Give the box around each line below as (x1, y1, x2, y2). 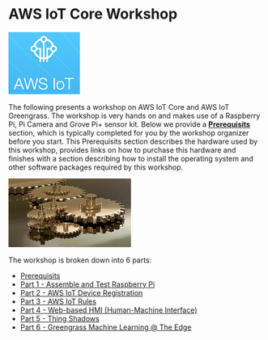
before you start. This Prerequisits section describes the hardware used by (8, 136, 258, 146)
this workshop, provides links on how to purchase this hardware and (8, 145, 236, 154)
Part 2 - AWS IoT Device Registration (19, 288, 143, 297)
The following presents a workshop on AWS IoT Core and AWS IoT (8, 102, 229, 111)
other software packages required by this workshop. (8, 162, 184, 172)
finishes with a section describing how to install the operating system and (8, 153, 253, 163)
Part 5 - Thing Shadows (19, 313, 100, 323)
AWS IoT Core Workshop (8, 5, 178, 23)
